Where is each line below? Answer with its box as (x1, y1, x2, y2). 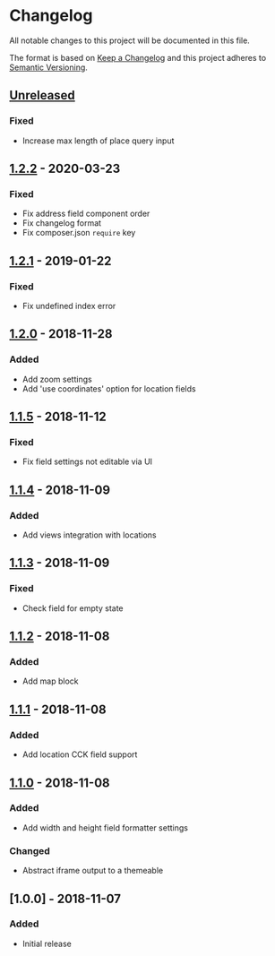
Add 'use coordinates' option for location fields (21, 383, 196, 394)
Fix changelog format (21, 218, 101, 228)
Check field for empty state (21, 602, 124, 614)
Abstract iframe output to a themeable (21, 866, 164, 876)
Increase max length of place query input (21, 135, 175, 146)
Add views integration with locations (21, 530, 157, 540)
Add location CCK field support (21, 749, 138, 760)
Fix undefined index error (21, 301, 116, 311)
